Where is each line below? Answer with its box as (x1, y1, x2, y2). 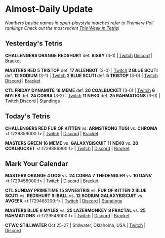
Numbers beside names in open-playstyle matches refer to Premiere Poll (5, 20, 154, 26)
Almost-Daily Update (5, 3, 93, 15)
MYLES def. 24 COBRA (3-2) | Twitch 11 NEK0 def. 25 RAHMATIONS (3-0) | (5, 92, 161, 98)
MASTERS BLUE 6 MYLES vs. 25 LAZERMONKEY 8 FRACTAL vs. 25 (5, 207, 146, 213)
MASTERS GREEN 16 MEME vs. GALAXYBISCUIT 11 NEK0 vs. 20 (5, 140, 139, 146)
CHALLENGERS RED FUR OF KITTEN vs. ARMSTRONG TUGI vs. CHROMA (5, 125, 158, 131)
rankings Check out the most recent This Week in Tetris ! (5, 25, 120, 31)
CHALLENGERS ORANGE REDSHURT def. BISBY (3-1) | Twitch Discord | (5, 52, 153, 58)
